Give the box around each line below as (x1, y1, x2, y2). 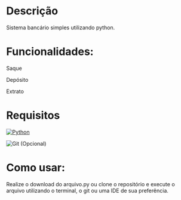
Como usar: (6, 161, 66, 174)
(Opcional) (20, 140, 47, 147)
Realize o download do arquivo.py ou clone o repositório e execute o (6, 180, 175, 187)
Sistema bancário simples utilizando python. (6, 24, 115, 31)
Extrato (6, 88, 24, 95)
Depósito (6, 76, 29, 83)
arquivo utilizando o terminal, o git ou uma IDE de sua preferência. (6, 187, 169, 194)
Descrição (6, 4, 59, 18)
